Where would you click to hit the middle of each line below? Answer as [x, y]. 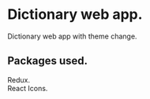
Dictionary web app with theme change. [72, 36]
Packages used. [48, 61]
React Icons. [28, 88]
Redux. [19, 79]
